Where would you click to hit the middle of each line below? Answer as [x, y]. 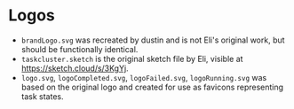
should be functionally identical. [79, 49]
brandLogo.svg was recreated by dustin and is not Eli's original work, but [153, 40]
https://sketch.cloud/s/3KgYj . [75, 68]
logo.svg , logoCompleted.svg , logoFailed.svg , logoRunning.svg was [144, 77]
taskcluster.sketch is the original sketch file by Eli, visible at [132, 58]
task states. [42, 96]
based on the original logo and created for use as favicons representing [152, 87]
